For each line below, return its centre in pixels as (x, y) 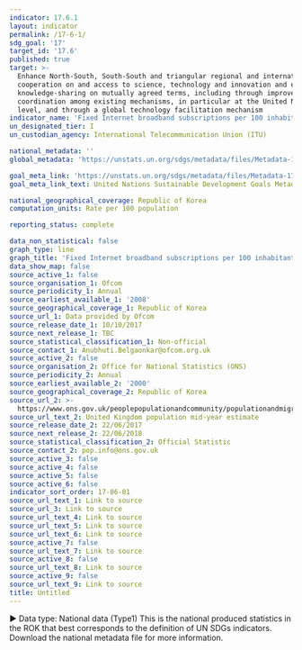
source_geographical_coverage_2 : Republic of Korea (108, 392)
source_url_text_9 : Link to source (76, 584)
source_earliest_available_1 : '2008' (80, 300)
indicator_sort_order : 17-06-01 (70, 492)
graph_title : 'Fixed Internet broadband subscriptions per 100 (130, 257)
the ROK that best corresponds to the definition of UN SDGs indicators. (141, 627)
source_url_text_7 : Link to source (76, 551)
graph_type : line (42, 249)
